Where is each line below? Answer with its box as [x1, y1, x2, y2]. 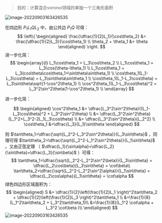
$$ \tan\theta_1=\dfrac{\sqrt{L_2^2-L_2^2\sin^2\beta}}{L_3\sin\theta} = [11, 157, 152, 163]
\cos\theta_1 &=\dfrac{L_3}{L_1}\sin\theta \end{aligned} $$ [23, 121, 140, 127]
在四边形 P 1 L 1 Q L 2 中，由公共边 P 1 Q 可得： [5, 24, 89, 31]
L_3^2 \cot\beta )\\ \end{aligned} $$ [46, 204, 118, 210]
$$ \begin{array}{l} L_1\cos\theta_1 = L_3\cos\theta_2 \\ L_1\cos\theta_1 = [10, 60, 154, 65]
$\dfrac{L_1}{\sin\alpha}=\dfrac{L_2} [41, 143, 114, 149]
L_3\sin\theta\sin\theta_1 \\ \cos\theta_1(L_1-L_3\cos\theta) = [39, 75, 158, 81]
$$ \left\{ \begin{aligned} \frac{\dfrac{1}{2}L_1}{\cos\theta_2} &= [17, 33, 147, 39]
